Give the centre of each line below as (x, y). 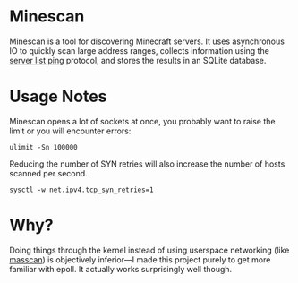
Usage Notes (58, 97)
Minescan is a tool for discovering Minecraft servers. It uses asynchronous (147, 41)
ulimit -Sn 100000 (43, 147)
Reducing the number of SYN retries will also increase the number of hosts (147, 164)
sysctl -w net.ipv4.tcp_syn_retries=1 (81, 190)
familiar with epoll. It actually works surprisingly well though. (121, 269)
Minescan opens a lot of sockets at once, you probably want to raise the (142, 121)
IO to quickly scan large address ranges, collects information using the (140, 50)
